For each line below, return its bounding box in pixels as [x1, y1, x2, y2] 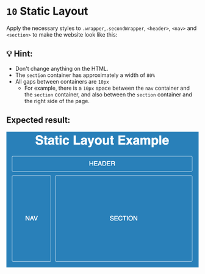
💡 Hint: [6, 49, 33, 59]
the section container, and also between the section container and [24, 90, 192, 98]
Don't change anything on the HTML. [15, 65, 109, 72]
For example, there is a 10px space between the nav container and [24, 84, 190, 92]
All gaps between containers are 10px [15, 78, 110, 85]
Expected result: [6, 115, 71, 126]
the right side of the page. [24, 97, 90, 104]
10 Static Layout [6, 4, 88, 18]
